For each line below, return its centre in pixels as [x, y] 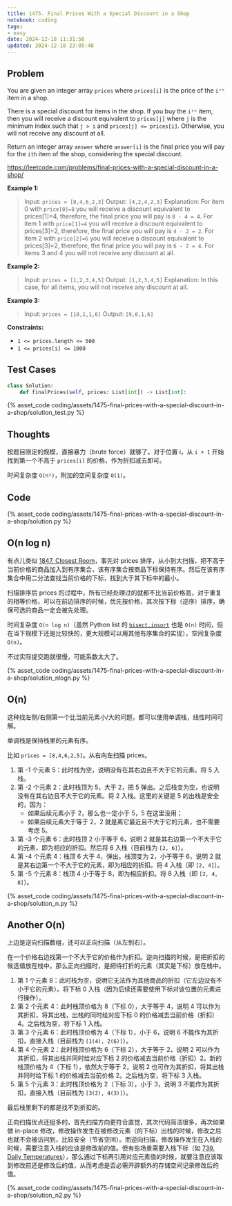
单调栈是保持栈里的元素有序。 [49, 740]
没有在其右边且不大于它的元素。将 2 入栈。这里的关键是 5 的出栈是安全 [118, 795]
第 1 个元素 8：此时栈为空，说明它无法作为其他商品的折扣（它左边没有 [116, 981]
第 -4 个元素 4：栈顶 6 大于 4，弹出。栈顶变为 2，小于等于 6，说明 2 [115, 856]
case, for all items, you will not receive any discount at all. [106, 287]
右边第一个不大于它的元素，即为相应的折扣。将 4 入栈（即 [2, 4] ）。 [126, 864]
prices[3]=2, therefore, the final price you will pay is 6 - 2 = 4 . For [119, 245]
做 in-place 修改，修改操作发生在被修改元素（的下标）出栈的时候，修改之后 [114, 1131]
